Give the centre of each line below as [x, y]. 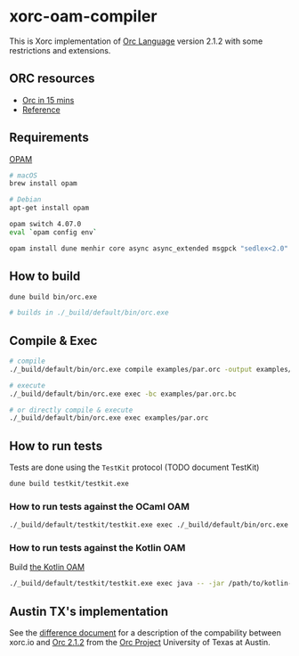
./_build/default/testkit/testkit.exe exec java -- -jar [117, 584]
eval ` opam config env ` [53, 232]
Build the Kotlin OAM [47, 567]
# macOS [24, 176]
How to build [45, 277]
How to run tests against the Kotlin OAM [97, 548]
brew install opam [43, 184]
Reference [41, 110]
